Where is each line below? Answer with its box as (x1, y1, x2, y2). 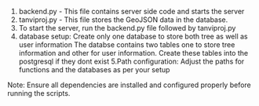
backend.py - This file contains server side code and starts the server (18, 7, 245, 16)
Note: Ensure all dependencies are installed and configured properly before (7, 80, 252, 90)
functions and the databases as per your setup (18, 65, 170, 74)
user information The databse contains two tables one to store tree (18, 40, 235, 49)
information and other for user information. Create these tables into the (18, 49, 249, 57)
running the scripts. (7, 89, 71, 97)
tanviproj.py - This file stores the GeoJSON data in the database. (18, 15, 228, 24)
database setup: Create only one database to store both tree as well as (18, 31, 248, 41)
